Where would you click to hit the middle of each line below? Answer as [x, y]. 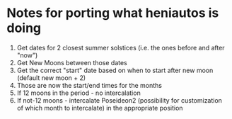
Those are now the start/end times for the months [89, 85]
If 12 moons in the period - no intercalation [79, 93]
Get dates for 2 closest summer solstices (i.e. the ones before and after [121, 47]
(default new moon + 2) [51, 78]
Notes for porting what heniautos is [113, 13]
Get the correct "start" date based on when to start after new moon [115, 70]
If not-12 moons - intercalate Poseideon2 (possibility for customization [119, 100]
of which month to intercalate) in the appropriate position [100, 108]
